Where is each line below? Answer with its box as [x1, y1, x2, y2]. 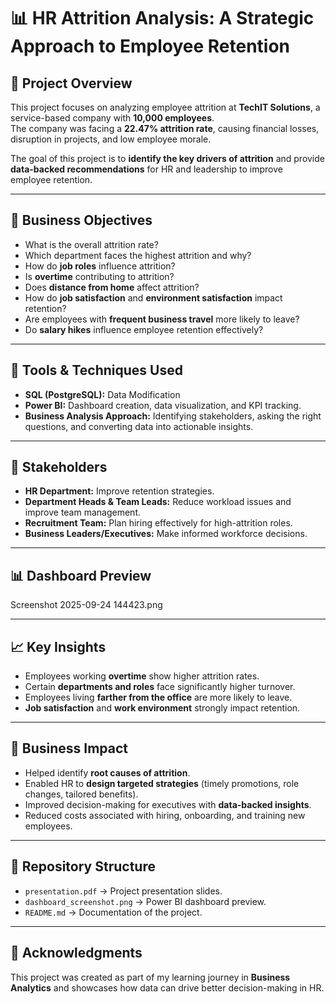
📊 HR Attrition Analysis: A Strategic [10, 7, 315, 30]
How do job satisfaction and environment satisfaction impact [24, 291, 283, 304]
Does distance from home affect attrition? [24, 281, 200, 293]
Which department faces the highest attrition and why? [24, 249, 252, 261]
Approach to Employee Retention [10, 35, 291, 58]
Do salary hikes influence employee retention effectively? [24, 323, 264, 335]
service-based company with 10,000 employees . [10, 112, 215, 124]
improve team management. [24, 506, 141, 519]
